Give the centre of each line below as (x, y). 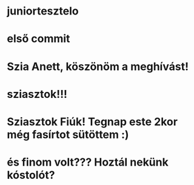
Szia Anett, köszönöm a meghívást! (98, 66)
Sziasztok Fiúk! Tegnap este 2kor (92, 122)
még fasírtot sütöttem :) (68, 135)
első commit (38, 39)
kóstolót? (31, 175)
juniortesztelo (43, 11)
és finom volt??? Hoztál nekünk (88, 162)
